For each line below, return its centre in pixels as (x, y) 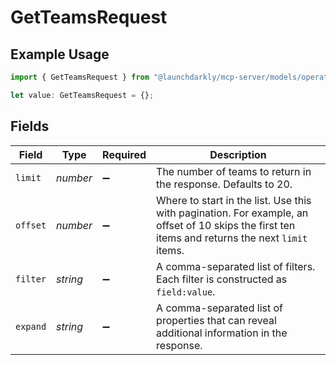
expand (31, 326)
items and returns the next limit (232, 238)
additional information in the (222, 333)
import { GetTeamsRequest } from (80, 77)
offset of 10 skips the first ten (226, 225)
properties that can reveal (216, 320)
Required (124, 154)
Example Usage (60, 54)
